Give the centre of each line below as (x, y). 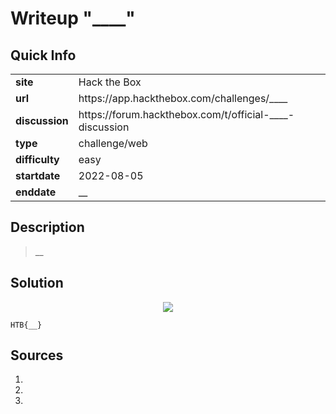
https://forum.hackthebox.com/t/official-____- (186, 114)
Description (47, 227)
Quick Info (43, 55)
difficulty (37, 159)
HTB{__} (26, 325)
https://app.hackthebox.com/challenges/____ (183, 98)
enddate (36, 192)
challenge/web (113, 143)
